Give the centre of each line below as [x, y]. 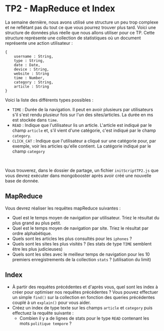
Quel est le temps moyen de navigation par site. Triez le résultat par [80, 228]
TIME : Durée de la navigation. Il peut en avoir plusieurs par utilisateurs [82, 109]
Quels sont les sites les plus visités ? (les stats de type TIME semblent [82, 243]
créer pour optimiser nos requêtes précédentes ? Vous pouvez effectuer [85, 292]
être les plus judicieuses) [37, 249]
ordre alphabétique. [32, 233]
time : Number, [29, 78]
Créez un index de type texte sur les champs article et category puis [82, 307]
